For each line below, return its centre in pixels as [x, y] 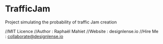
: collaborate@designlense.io [34, 36]
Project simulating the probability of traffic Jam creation [61, 22]
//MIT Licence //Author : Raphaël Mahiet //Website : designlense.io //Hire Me [82, 31]
